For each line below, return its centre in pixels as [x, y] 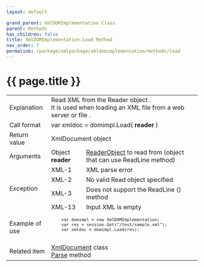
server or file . [71, 115]
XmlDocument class [80, 247]
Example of [25, 223]
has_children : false [32, 34]
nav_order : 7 [23, 46]
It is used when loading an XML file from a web [118, 107]
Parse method [71, 255]
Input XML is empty [114, 207]
